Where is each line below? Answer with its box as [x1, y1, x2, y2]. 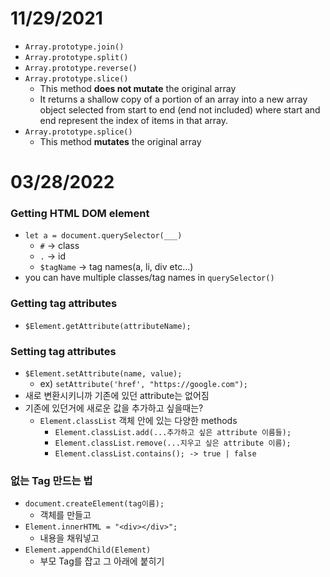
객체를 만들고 [39, 509, 92, 521]
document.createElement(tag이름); [24, 499, 165, 509]
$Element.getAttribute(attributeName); [24, 321, 192, 331]
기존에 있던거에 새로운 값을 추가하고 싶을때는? [24, 402, 204, 414]
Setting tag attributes [10, 344, 117, 358]
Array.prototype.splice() [24, 127, 133, 137]
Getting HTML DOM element [10, 207, 150, 221]
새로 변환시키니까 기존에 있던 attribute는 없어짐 [24, 390, 210, 402]
